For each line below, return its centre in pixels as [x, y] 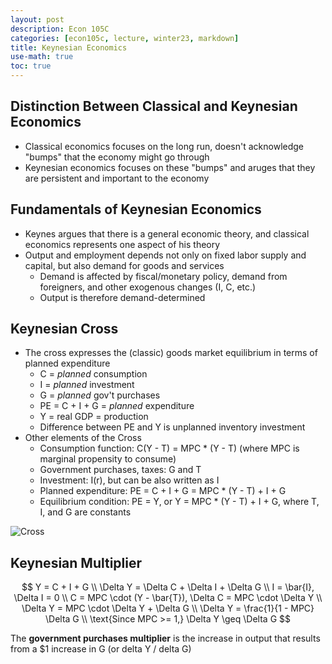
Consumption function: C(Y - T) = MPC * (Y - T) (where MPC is [169, 448]
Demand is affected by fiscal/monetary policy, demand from [163, 276]
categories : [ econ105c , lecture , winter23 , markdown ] [125, 38]
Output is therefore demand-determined [122, 297]
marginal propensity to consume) [108, 459]
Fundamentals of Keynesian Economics [136, 209]
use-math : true [42, 57]
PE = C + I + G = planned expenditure [117, 406]
